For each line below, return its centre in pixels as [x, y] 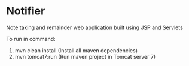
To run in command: [31, 39]
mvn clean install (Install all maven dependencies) [76, 50]
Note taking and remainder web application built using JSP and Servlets [95, 27]
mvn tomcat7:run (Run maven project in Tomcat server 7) [85, 56]
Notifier [26, 11]
